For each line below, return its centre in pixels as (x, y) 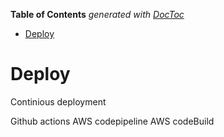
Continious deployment (58, 101)
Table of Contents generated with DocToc (97, 14)
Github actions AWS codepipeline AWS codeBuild (112, 121)
